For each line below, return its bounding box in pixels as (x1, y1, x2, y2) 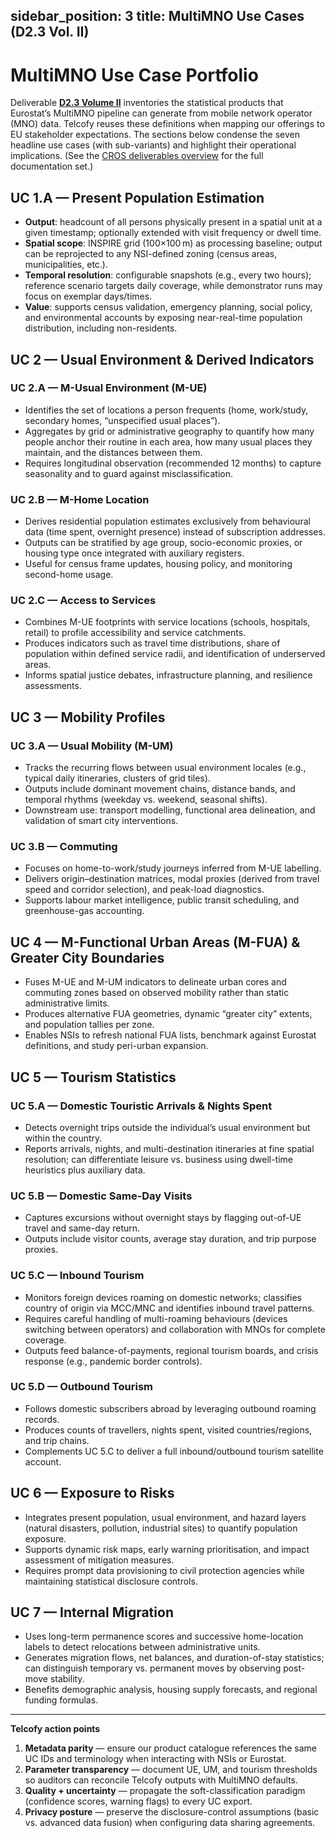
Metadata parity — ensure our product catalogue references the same (24, 1742, 317, 1754)
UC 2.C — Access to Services (10, 594, 157, 608)
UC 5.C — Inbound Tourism (10, 1269, 145, 1283)
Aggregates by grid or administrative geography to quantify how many (24, 425, 315, 437)
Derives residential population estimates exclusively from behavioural (24, 515, 311, 528)
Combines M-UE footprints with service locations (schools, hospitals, (24, 616, 311, 628)
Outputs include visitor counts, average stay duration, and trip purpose (24, 1233, 317, 1245)
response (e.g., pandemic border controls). (24, 1355, 203, 1367)
